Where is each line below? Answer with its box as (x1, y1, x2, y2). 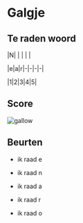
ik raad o (17, 208, 43, 217)
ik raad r (17, 195, 41, 204)
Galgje (7, 5, 46, 21)
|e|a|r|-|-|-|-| (7, 65, 44, 72)
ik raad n (17, 168, 43, 176)
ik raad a (17, 182, 43, 190)
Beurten (7, 137, 43, 149)
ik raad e (17, 155, 43, 163)
